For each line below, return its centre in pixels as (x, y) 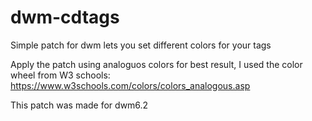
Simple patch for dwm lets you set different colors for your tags (141, 45)
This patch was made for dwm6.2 (79, 105)
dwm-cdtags (65, 17)
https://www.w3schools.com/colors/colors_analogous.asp (130, 85)
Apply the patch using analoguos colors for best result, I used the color (156, 64)
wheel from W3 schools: (60, 75)
